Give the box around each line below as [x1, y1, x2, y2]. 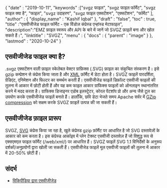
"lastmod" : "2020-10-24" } [5, 38, 61, 44]
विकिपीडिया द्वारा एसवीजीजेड [12, 178, 57, 184]
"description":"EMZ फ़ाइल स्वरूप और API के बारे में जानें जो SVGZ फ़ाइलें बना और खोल [5, 27, 155, 32]
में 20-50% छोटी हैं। [5, 150, 41, 156]
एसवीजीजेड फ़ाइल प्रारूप [5, 114, 61, 123]
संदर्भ [5, 165, 17, 173]
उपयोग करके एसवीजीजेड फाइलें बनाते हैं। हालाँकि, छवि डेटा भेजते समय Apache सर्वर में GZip [5, 94, 156, 100]
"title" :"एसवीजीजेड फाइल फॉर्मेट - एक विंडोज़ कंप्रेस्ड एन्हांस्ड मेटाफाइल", [5, 21, 123, 27]
